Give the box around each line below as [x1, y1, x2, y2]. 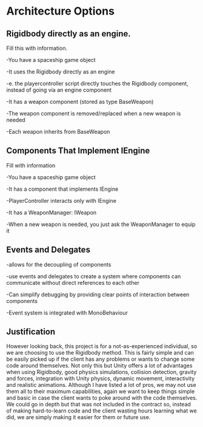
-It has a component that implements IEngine [6, 185, 119, 193]
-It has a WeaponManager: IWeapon [6, 208, 97, 216]
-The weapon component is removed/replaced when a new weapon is [6, 110, 181, 117]
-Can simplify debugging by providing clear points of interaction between [6, 290, 190, 298]
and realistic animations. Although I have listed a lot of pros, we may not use [6, 381, 196, 389]
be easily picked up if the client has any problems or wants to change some [6, 355, 195, 363]
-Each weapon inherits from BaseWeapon [6, 128, 110, 135]
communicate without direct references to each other [6, 279, 139, 286]
